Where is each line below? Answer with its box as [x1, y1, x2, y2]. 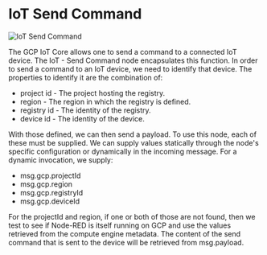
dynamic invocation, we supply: [8, 154, 113, 165]
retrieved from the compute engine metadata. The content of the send [8, 228, 241, 238]
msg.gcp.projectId [19, 171, 81, 180]
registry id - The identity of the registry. [19, 105, 151, 115]
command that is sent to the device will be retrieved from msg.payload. [8, 237, 244, 247]
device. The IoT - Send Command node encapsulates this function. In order [8, 56, 258, 65]
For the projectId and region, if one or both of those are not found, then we [8, 212, 256, 221]
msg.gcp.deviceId [19, 196, 80, 206]
